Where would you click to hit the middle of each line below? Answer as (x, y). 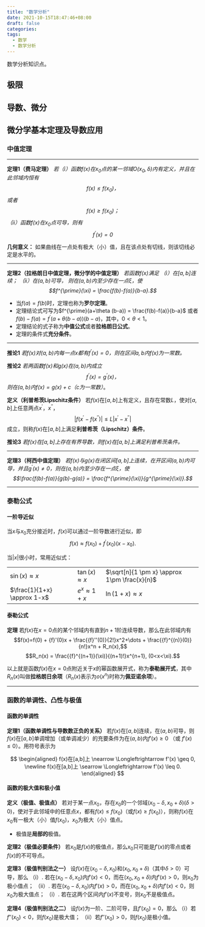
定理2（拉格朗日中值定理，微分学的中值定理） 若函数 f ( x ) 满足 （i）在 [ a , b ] (99, 273)
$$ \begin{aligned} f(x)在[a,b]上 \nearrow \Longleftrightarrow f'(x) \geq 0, (103, 759)
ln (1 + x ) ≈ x (124, 594)
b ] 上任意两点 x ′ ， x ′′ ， (33, 407)
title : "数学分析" (29, 12)
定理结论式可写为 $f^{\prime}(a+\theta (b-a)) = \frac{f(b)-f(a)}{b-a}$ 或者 (107, 311)
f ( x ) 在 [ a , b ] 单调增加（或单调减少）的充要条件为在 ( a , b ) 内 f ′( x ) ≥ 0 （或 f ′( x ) (99, 738)
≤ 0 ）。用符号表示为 (31, 746)
